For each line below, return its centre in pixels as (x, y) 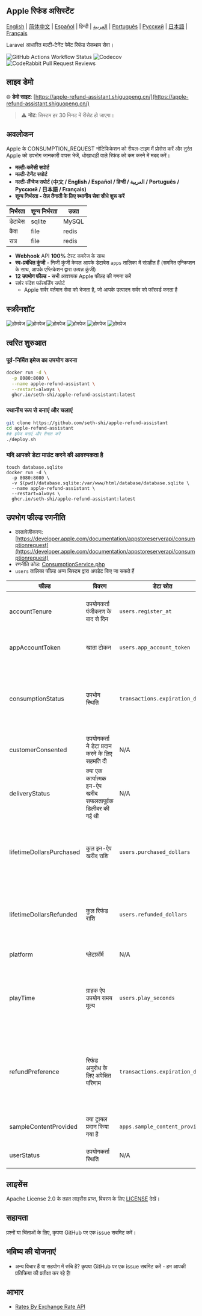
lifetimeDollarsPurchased (44, 852)
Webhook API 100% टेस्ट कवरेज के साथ (60, 256)
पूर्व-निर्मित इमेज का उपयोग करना (41, 360)
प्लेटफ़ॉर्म (95, 954)
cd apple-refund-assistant (40, 428)
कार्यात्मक (96, 779)
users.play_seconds (147, 998)
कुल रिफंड (97, 911)
